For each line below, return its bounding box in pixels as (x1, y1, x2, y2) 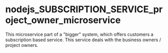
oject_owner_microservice (5, 14, 121, 26)
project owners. (5, 42, 38, 48)
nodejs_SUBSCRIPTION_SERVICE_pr (5, 4, 163, 15)
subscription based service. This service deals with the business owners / (5, 37, 161, 43)
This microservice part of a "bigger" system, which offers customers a (5, 31, 154, 37)
